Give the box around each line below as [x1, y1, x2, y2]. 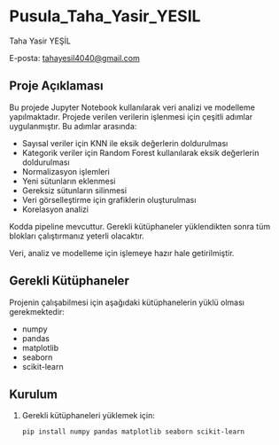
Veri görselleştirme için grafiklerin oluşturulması [21, 194, 197, 205]
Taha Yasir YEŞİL [9, 35, 71, 46]
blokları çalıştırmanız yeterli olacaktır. [9, 230, 144, 241]
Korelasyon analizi [21, 204, 89, 215]
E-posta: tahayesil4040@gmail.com [9, 52, 140, 63]
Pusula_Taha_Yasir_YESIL [9, 6, 201, 27]
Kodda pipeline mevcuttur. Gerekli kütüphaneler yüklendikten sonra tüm [9, 221, 271, 231]
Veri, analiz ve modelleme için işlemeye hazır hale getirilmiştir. [9, 247, 235, 258]
